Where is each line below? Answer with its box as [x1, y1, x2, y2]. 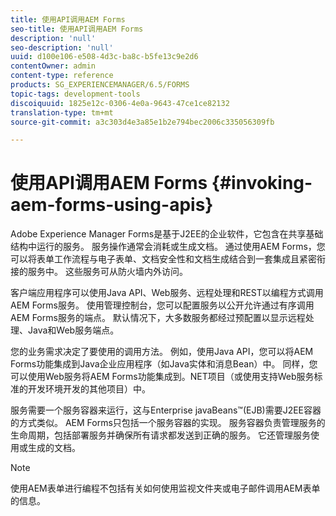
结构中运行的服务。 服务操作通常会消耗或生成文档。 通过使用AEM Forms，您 [10, 241, 326, 253]
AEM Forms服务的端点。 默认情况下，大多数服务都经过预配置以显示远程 [10, 312, 306, 324]
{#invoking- [211, 172, 313, 195]
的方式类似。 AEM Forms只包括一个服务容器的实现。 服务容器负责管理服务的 [10, 417, 326, 429]
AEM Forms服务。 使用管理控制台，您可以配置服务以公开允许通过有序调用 [10, 299, 315, 311]
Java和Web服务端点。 [27, 324, 120, 336]
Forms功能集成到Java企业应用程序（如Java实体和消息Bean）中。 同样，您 [10, 358, 318, 370]
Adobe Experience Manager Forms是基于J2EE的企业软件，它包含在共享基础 [10, 228, 324, 240]
